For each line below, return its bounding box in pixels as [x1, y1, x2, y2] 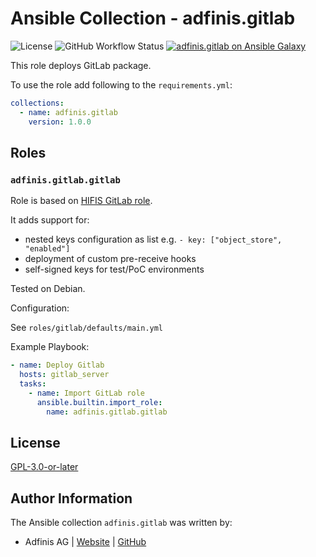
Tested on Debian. [10, 283, 86, 295]
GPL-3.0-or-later [10, 461, 79, 473]
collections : [10, 98, 65, 108]
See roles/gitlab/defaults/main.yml [10, 322, 164, 334]
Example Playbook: [10, 341, 90, 353]
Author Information [10, 490, 133, 507]
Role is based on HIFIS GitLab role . [10, 195, 153, 207]
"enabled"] [24, 244, 71, 254]
